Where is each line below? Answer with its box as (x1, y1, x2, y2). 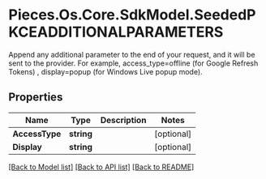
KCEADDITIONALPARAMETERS (8, 23, 224, 41)
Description (100, 114, 147, 126)
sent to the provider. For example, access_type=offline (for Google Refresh (8, 58, 259, 68)
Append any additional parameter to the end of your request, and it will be (8, 49, 255, 59)
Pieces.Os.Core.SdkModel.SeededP (8, 6, 256, 24)
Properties (8, 91, 63, 104)
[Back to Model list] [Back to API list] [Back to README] (8, 162, 195, 172)
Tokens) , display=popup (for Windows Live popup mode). (8, 66, 203, 76)
